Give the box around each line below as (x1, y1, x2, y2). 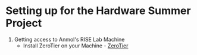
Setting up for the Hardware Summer (5, 4, 191, 18)
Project (5, 16, 42, 30)
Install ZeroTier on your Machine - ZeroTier (23, 42, 129, 49)
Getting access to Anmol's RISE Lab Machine (14, 36, 125, 43)
